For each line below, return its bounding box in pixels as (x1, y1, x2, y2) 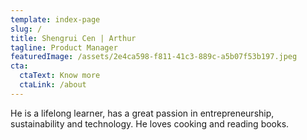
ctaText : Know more (19, 71, 101, 81)
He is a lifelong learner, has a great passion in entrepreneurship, (10, 107, 275, 119)
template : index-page (10, 14, 101, 25)
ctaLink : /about (19, 80, 87, 90)
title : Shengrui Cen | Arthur (10, 33, 137, 43)
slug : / (10, 24, 43, 34)
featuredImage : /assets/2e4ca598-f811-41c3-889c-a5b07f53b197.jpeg (10, 52, 298, 62)
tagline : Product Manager (10, 42, 118, 53)
